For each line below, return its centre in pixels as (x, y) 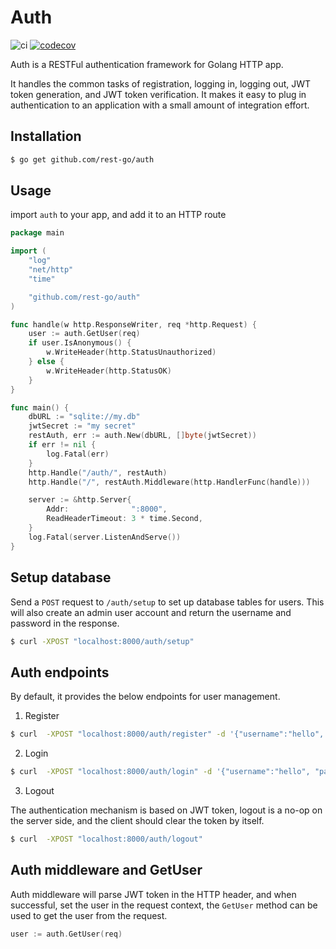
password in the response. (65, 623)
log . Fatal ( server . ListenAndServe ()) (105, 537)
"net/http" (51, 270)
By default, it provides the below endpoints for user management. (145, 697)
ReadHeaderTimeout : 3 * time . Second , (124, 519)
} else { (46, 362)
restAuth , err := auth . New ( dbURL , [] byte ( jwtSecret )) (142, 436)
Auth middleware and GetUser (106, 870)
